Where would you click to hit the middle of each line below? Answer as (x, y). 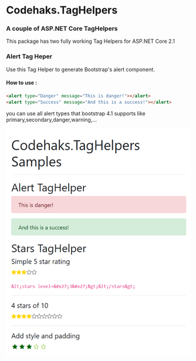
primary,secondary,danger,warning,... (52, 119)
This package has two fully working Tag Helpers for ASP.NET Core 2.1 (90, 41)
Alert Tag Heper (29, 56)
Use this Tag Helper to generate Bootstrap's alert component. (81, 69)
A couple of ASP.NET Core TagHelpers (62, 29)
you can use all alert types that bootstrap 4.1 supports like (76, 113)
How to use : (21, 83)
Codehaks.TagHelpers (62, 10)
